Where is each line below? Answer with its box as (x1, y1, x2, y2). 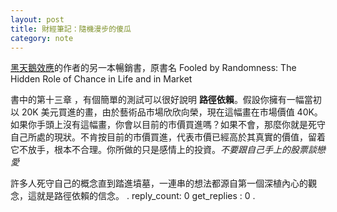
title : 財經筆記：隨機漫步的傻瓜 (10, 24, 132, 34)
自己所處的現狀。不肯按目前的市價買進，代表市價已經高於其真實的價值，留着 (10, 131, 326, 143)
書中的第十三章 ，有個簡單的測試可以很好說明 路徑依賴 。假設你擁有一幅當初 (10, 94, 322, 106)
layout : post (10, 14, 65, 25)
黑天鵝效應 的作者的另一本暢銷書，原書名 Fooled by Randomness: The (10, 62, 297, 74)
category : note (10, 33, 74, 43)
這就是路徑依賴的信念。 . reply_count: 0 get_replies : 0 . (27, 190, 256, 202)
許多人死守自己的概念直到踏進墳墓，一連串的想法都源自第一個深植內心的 (10, 177, 308, 190)
